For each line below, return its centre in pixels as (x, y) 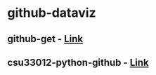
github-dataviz (52, 13)
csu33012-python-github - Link (78, 62)
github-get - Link (45, 39)
